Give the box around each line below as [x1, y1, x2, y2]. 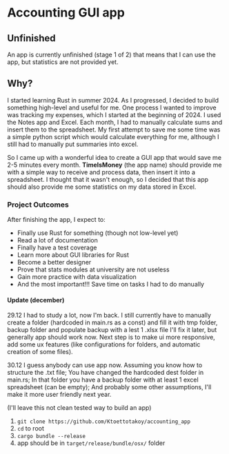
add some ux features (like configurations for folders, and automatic [7, 340, 201, 349]
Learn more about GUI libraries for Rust [17, 251, 129, 259]
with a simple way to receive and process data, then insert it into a [7, 167, 195, 176]
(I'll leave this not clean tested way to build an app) [7, 404, 152, 412]
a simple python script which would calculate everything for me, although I [7, 132, 219, 141]
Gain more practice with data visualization [17, 273, 137, 281]
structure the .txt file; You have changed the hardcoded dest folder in [7, 369, 204, 377]
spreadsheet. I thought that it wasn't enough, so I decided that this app [7, 175, 209, 183]
